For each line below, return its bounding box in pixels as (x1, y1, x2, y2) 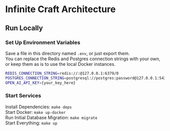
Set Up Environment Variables (5, 39, 80, 46)
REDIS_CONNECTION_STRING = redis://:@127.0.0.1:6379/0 (5, 71, 119, 76)
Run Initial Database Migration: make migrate (5, 114, 98, 120)
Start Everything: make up (5, 120, 58, 126)
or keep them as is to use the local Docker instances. (5, 61, 116, 67)
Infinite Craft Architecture (5, 4, 116, 15)
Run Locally (5, 24, 43, 32)
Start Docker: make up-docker (5, 109, 66, 115)
